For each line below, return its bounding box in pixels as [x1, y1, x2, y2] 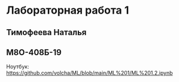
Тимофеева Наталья [6, 27, 87, 37]
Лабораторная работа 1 [6, 4, 129, 17]
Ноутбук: [6, 63, 29, 70]
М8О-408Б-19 [6, 47, 62, 57]
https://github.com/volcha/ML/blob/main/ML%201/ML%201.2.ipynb [6, 70, 173, 77]
